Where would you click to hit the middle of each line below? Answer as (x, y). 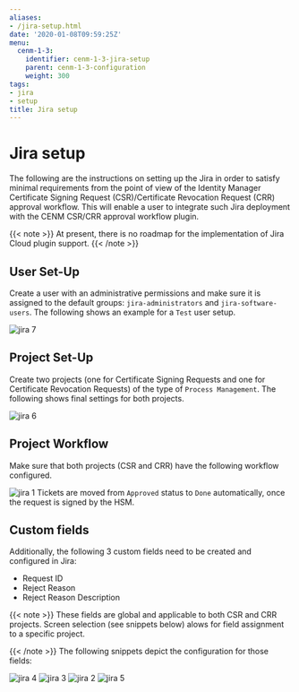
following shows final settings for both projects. (97, 398)
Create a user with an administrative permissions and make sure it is (135, 293)
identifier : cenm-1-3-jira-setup (88, 59)
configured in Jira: (43, 561)
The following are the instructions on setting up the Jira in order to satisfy (145, 178)
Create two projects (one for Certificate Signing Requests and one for (137, 379)
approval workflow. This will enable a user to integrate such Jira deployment (150, 207)
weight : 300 (47, 76)
